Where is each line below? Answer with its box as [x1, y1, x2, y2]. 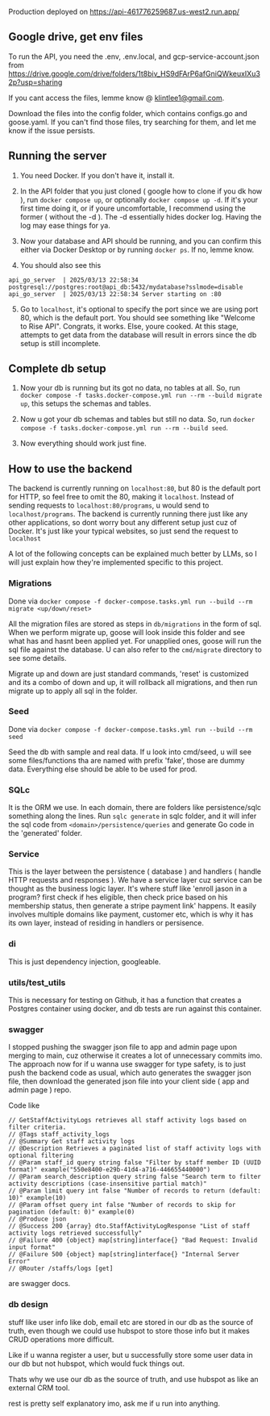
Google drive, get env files [8, 30, 143, 44]
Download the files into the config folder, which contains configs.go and [8, 108, 247, 118]
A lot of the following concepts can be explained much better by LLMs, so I [8, 549, 258, 559]
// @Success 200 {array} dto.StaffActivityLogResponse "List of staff [8, 1222, 251, 1230]
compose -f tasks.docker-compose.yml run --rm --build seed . [19, 423, 228, 432]
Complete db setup [8, 362, 106, 376]
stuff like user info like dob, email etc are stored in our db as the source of [8, 1317, 254, 1326]
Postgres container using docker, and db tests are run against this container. [8, 1004, 262, 1013]
